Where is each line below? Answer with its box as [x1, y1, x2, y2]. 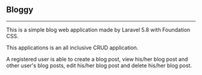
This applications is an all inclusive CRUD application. [6, 44, 139, 51]
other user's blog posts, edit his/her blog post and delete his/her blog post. [6, 62, 192, 69]
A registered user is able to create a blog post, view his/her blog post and [6, 55, 188, 62]
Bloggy [6, 5, 34, 15]
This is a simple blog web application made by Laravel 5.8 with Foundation [6, 26, 191, 33]
